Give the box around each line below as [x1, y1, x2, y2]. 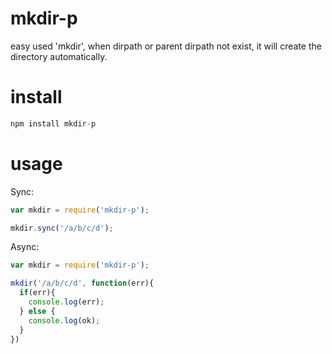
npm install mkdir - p [10, 118, 97, 129]
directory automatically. [10, 50, 108, 62]
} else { [19, 306, 56, 316]
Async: [10, 241, 40, 253]
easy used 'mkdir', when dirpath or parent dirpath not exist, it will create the [10, 40, 322, 52]
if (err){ [19, 288, 56, 298]
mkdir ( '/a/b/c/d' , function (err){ [10, 278, 155, 289]
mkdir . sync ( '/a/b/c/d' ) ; [10, 223, 114, 233]
